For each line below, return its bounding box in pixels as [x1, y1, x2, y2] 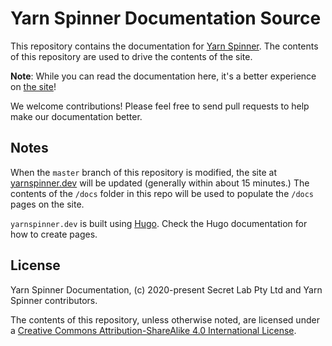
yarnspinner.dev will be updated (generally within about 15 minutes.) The [10, 177, 310, 189]
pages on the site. [10, 198, 85, 210]
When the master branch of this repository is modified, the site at [10, 166, 277, 178]
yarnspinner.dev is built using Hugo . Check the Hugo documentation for [10, 217, 308, 229]
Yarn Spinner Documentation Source [10, 7, 322, 30]
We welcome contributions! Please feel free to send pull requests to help [10, 100, 310, 112]
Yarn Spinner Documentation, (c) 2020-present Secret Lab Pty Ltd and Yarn [10, 283, 323, 296]
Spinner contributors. [10, 294, 98, 306]
